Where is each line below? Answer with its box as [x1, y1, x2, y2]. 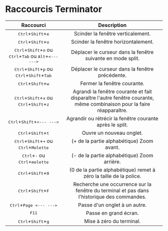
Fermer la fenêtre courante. [80, 80, 145, 87]
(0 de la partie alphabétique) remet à [69, 166, 156, 173]
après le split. [96, 121, 128, 128]
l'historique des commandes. [78, 193, 146, 200]
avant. [104, 144, 120, 151]
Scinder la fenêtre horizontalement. [70, 38, 154, 45]
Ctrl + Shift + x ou [14, 94, 53, 101]
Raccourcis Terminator [5, 4, 102, 15]
